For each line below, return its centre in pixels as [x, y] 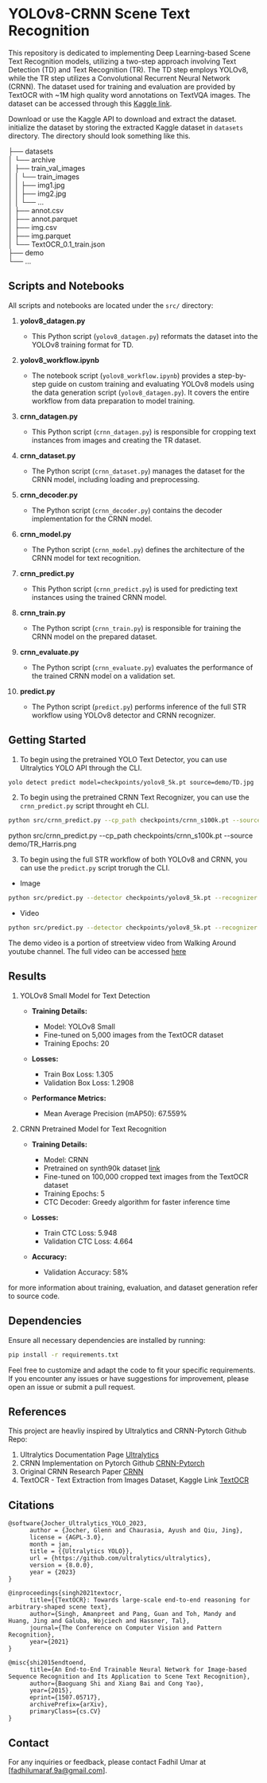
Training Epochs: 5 [74, 1193]
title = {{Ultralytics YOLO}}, [81, 1551]
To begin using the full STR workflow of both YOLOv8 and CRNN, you [133, 859]
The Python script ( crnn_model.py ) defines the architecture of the [138, 549]
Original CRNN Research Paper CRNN [81, 1472]
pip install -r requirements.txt [64, 1355]
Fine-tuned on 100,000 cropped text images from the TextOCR [146, 1176]
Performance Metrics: [69, 1098]
